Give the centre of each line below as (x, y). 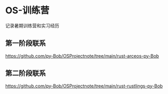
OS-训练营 (27, 10)
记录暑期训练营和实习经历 (32, 26)
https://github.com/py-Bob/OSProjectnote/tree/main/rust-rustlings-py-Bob (84, 86)
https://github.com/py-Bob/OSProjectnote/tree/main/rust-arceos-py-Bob (82, 56)
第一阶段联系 (26, 43)
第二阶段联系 (26, 73)
